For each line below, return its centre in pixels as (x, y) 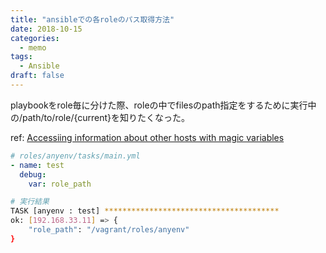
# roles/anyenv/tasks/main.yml (75, 156)
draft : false (37, 76)
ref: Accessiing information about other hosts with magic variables (147, 137)
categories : (35, 38)
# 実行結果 (30, 202)
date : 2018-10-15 (46, 29)
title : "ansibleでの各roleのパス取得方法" (92, 19)
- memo (33, 47)
